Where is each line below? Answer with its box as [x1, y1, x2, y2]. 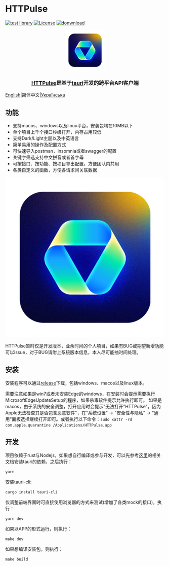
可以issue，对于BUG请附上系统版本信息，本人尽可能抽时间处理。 [5, 349, 141, 356]
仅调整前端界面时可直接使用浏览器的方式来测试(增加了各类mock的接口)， [5, 499, 158, 505]
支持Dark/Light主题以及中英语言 [12, 135, 79, 141]
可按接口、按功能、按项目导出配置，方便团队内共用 [12, 161, 119, 167]
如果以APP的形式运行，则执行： [5, 525, 72, 532]
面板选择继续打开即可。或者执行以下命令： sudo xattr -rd [12, 416, 133, 422]
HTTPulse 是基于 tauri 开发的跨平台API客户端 [31, 79, 139, 86]
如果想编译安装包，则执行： [5, 546, 63, 552]
